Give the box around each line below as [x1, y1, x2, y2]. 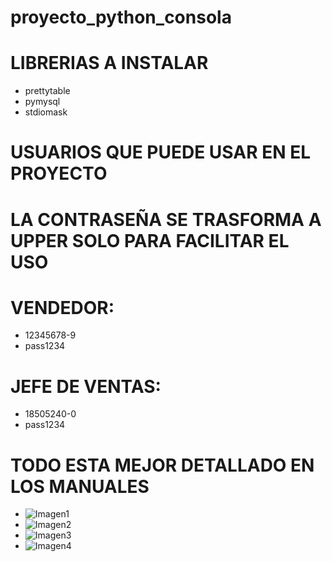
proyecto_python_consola [10, 6, 232, 29]
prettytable [24, 85, 71, 97]
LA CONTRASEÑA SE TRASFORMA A [10, 208, 322, 231]
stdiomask [24, 106, 68, 118]
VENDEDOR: [10, 296, 115, 319]
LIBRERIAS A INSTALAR [10, 52, 209, 75]
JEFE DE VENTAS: [10, 375, 162, 398]
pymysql [24, 96, 61, 108]
